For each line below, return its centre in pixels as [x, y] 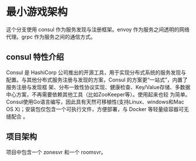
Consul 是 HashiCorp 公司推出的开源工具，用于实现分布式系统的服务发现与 [96, 72]
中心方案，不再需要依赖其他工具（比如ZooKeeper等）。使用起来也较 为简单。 [98, 94]
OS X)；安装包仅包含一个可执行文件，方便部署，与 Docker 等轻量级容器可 [95, 109]
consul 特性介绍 [35, 57]
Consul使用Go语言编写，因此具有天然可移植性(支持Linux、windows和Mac [95, 102]
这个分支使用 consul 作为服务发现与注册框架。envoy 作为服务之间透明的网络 [98, 29]
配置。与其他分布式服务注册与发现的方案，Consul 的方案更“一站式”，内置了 [97, 79]
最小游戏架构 [37, 12]
